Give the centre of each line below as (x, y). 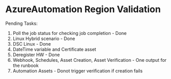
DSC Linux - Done (32, 44)
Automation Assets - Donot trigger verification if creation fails (78, 71)
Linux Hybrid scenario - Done (44, 38)
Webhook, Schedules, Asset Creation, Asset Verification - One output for (90, 60)
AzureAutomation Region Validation (83, 9)
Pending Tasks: (22, 23)
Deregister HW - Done (36, 55)
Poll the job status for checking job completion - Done (70, 33)
